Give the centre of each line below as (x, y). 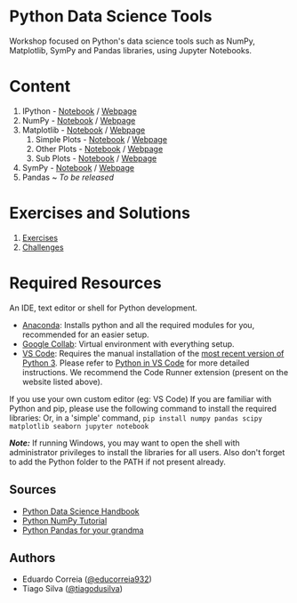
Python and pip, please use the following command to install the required (143, 408)
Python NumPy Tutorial (64, 520)
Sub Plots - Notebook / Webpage (96, 158)
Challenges (43, 247)
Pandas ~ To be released (68, 177)
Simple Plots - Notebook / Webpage (101, 139)
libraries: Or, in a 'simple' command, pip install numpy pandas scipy (136, 418)
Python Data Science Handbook (80, 511)
